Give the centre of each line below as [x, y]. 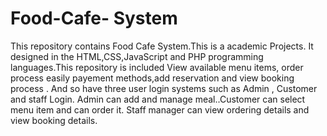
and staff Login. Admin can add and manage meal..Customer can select [158, 99]
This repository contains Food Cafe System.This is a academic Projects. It [162, 46]
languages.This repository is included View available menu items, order [157, 67]
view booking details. [54, 120]
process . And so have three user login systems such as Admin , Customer [164, 88]
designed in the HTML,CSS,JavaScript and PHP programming [137, 56]
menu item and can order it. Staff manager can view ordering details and [160, 109]
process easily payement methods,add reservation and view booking [152, 78]
